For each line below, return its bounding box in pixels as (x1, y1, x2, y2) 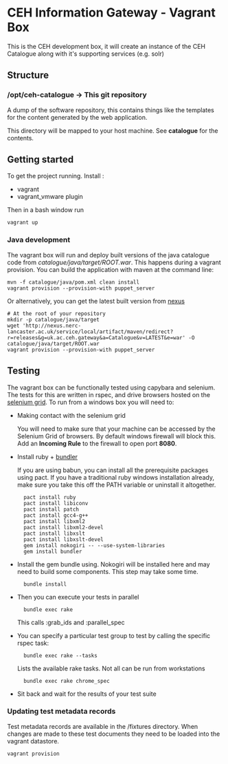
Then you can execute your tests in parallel (16, 593, 139, 601)
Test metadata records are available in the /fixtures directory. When (7, 722, 198, 730)
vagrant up (7, 219, 38, 226)
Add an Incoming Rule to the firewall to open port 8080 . (16, 439, 177, 447)
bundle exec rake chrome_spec (23, 677, 110, 684)
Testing (7, 365, 41, 376)
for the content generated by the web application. (7, 113, 148, 121)
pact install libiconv (23, 500, 89, 507)
